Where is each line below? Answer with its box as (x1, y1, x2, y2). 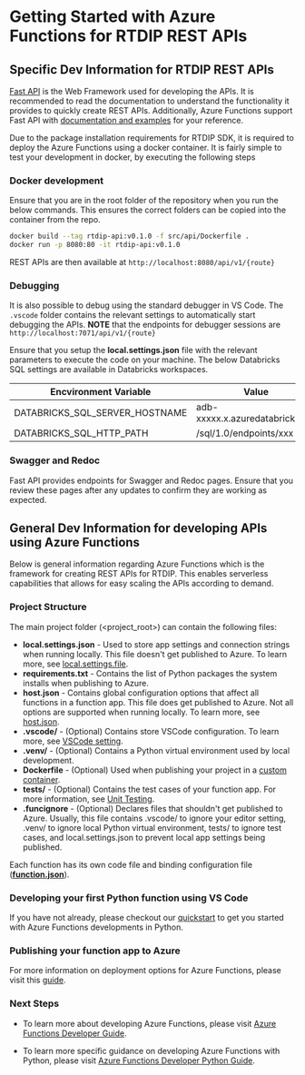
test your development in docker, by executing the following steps (9, 152, 256, 163)
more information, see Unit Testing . (22, 793, 155, 804)
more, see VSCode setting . (22, 735, 124, 746)
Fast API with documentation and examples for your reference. (9, 115, 244, 125)
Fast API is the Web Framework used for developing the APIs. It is (9, 86, 254, 96)
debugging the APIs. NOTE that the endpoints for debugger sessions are (9, 320, 281, 330)
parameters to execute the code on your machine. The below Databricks (9, 354, 280, 365)
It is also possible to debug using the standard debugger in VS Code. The (9, 300, 284, 311)
